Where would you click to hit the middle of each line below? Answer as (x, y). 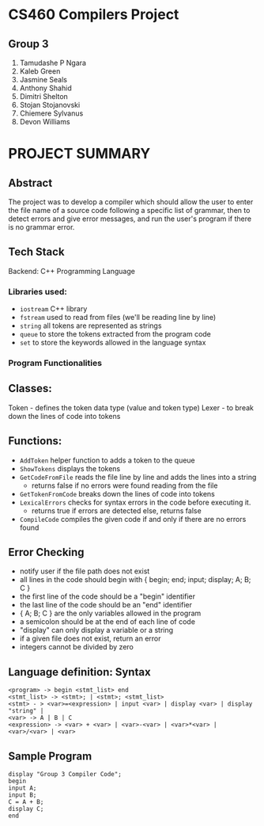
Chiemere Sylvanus (51, 113)
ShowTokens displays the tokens (70, 468)
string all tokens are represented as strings (91, 325)
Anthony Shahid (46, 88)
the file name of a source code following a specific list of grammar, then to (129, 210)
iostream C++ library (53, 309)
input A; (23, 788)
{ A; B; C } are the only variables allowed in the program (110, 613)
